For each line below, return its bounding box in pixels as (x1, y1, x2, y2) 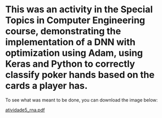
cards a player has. (5, 80, 88, 92)
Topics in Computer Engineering (5, 14, 146, 26)
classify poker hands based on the (5, 69, 155, 81)
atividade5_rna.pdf (5, 107, 45, 113)
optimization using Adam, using (5, 47, 143, 59)
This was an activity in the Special (5, 4, 153, 15)
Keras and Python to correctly (5, 58, 135, 70)
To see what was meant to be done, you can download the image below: (5, 96, 158, 103)
